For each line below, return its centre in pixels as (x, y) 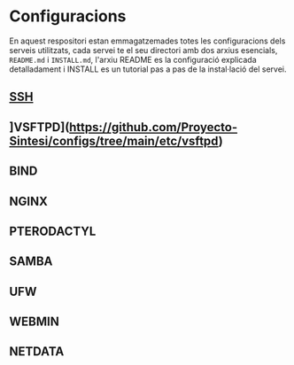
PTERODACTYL (53, 231)
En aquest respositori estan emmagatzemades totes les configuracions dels (147, 41)
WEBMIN (34, 322)
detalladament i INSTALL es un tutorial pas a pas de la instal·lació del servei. (148, 69)
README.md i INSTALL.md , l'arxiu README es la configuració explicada (133, 59)
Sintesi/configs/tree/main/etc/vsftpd (114, 140)
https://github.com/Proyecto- (153, 127)
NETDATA (37, 352)
